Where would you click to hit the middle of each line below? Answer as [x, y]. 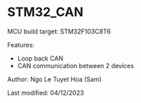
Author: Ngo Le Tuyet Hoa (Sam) [54, 79]
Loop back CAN [40, 58]
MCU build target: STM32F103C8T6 [59, 31]
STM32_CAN [46, 12]
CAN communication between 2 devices [76, 65]
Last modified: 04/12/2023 [46, 93]
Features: [21, 45]
